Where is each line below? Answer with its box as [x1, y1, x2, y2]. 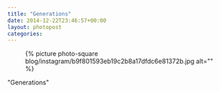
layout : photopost [7, 23, 62, 30]
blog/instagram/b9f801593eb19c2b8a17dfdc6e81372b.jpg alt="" [25, 57, 214, 66]
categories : [7, 30, 43, 38]
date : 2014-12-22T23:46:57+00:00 [7, 17, 107, 24]
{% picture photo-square [25, 50, 98, 58]
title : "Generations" [7, 10, 72, 18]
